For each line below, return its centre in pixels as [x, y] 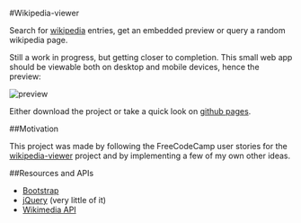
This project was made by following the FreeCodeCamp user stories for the [148, 146]
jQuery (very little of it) [64, 200]
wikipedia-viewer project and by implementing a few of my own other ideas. [150, 156]
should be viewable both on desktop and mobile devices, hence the [134, 67]
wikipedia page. [39, 40]
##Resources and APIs [52, 173]
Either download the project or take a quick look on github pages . [130, 111]
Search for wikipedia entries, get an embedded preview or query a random [147, 30]
